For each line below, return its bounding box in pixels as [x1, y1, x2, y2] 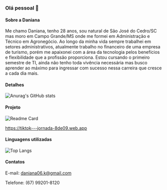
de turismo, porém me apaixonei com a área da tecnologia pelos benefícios [5, 49, 160, 55]
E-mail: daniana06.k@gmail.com [5, 170, 72, 176]
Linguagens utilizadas [5, 137, 52, 143]
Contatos [5, 159, 25, 165]
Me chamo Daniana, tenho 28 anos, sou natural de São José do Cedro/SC [5, 28, 157, 34]
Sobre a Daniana [5, 17, 40, 23]
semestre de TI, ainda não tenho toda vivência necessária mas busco [5, 60, 148, 66]
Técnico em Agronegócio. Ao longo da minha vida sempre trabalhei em [5, 38, 151, 44]
